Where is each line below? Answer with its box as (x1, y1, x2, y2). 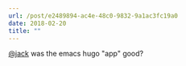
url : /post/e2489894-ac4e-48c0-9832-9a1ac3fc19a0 (8, 11, 179, 20)
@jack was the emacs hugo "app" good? (8, 49, 143, 59)
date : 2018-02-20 (8, 19, 67, 27)
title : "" (8, 27, 42, 35)
